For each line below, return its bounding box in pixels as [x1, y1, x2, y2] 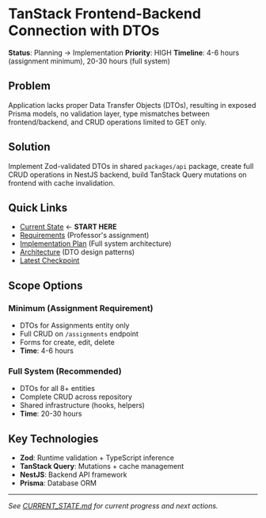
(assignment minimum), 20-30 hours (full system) [8, 56, 170, 66]
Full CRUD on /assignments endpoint [19, 329, 139, 339]
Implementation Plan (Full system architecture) [19, 239, 172, 248]
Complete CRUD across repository [19, 392, 133, 401]
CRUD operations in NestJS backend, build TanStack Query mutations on [8, 170, 247, 179]
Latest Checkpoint [19, 255, 80, 266]
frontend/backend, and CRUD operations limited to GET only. [8, 117, 207, 127]
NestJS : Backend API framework [19, 470, 127, 480]
